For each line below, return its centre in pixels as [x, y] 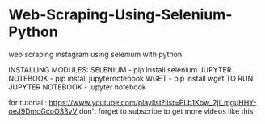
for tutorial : [28, 102]
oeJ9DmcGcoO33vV [43, 111]
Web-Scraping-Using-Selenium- [120, 15]
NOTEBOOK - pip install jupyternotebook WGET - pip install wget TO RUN [131, 78]
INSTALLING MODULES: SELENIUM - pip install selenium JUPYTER [120, 69]
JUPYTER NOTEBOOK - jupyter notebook [78, 87]
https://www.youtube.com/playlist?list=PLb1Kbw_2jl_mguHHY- [153, 102]
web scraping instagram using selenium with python [95, 54]
